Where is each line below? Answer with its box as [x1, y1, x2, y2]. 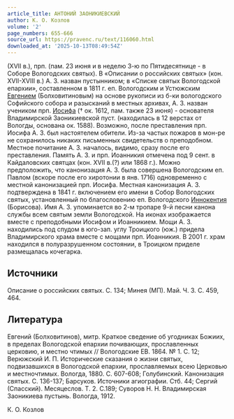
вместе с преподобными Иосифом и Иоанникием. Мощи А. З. [7, 218, 193, 226]
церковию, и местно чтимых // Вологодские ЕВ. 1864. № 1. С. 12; [7, 347, 200, 355]
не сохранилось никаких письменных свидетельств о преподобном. [7, 136, 213, 144]
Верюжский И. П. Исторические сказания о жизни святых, [7, 354, 183, 363]
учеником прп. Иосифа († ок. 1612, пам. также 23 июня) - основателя [7, 106, 214, 115]
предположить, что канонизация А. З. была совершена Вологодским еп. [7, 166, 224, 174]
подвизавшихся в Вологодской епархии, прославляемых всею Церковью [7, 362, 228, 370]
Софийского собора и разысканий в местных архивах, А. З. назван [7, 99, 208, 107]
